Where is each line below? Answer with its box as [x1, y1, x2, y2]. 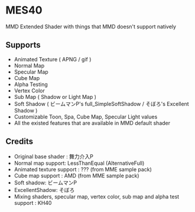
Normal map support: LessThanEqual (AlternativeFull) [14, 160, 145, 167]
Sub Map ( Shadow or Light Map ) [14, 93, 97, 100]
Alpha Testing [14, 81, 48, 88]
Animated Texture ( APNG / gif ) [14, 55, 92, 62]
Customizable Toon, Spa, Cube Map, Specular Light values [14, 113, 158, 120]
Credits [5, 137, 34, 147]
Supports [5, 40, 41, 50]
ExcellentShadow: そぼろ [14, 186, 75, 193]
